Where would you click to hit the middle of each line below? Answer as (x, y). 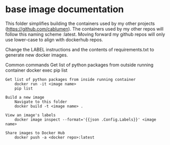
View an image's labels (31, 115)
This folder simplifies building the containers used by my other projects (80, 23)
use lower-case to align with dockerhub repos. (54, 40)
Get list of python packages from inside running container (71, 79)
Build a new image (25, 97)
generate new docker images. (37, 55)
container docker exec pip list (37, 70)
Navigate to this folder (41, 102)
